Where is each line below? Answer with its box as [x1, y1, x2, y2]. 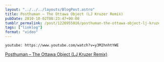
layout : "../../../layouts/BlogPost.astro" [5, 7, 95, 12]
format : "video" [5, 30, 38, 34]
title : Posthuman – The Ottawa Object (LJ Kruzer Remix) [5, 12, 123, 16]
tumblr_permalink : [5, 20, 42, 26]
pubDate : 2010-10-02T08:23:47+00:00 [5, 16, 80, 21]
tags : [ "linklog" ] [5, 25, 42, 30]
